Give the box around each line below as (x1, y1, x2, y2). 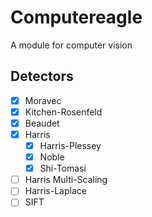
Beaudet (24, 117, 60, 129)
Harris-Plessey (39, 140, 102, 151)
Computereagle (10, 6, 143, 29)
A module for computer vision (10, 39, 133, 51)
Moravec (24, 94, 62, 106)
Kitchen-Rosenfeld (24, 106, 103, 118)
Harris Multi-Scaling (24, 174, 108, 186)
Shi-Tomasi (39, 162, 87, 175)
